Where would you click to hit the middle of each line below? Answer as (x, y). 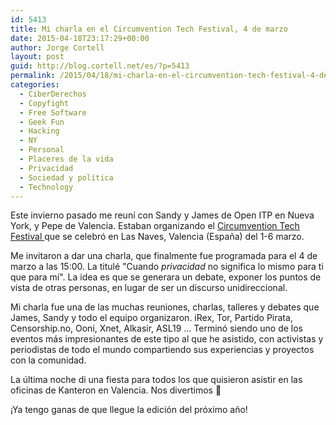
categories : (35, 85)
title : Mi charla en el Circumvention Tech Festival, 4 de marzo (149, 29)
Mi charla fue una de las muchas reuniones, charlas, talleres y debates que (165, 307)
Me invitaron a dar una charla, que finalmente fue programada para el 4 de (164, 256)
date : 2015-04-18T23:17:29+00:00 (80, 38)
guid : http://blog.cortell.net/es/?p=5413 (100, 66)
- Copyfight (44, 103)
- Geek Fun (42, 122)
